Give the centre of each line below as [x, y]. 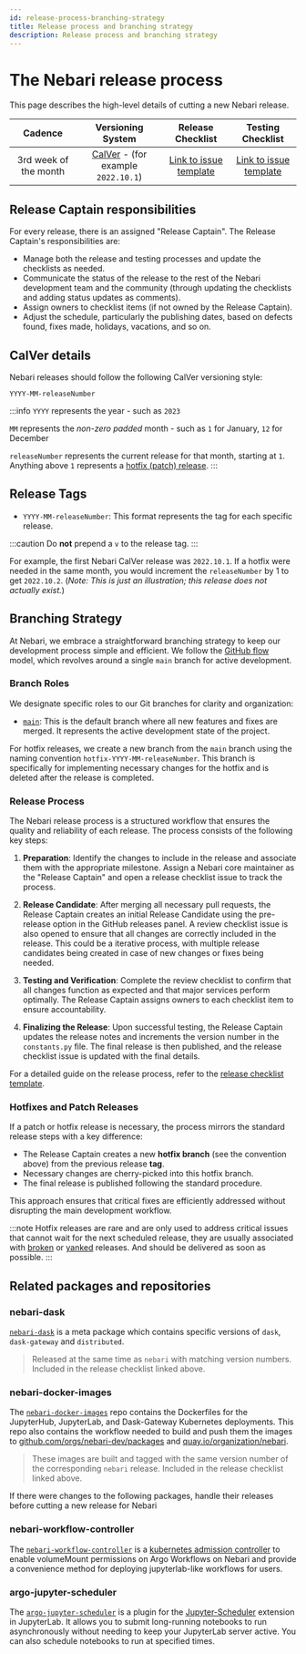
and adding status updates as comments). [102, 298]
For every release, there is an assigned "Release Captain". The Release [143, 231]
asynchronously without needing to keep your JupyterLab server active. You [153, 1631]
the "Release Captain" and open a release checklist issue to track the [153, 878]
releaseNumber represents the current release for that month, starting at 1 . [147, 456]
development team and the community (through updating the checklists [157, 288]
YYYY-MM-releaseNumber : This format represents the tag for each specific [158, 516]
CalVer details [50, 355]
